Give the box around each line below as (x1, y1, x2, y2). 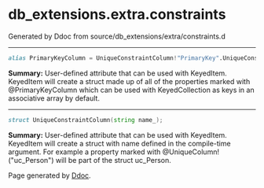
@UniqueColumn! (162, 147, 220, 157)
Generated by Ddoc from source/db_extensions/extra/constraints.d (8, 31, 225, 41)
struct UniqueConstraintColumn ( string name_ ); (8, 116, 163, 123)
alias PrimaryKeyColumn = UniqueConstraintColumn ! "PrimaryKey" (8, 53, 220, 62)
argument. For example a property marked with (8, 147, 161, 157)
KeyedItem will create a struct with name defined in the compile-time (8, 138, 231, 148)
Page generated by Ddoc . (8, 171, 92, 180)
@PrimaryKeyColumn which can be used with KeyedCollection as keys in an (8, 85, 255, 94)
